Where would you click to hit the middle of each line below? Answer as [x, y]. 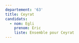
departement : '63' [24, 10]
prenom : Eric [28, 28]
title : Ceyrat [20, 14]
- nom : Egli [22, 23]
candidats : [16, 19]
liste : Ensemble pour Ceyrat [44, 33]
